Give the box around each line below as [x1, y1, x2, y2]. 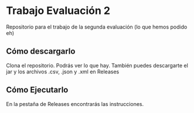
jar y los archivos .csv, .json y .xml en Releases [6, 68, 120, 75]
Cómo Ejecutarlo [6, 85, 69, 95]
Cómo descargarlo [6, 47, 76, 57]
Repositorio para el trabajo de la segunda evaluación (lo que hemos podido [6, 23, 188, 30]
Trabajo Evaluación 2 [6, 4, 110, 17]
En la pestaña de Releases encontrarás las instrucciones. [6, 100, 144, 107]
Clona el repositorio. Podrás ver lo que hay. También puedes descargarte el [6, 62, 189, 69]
